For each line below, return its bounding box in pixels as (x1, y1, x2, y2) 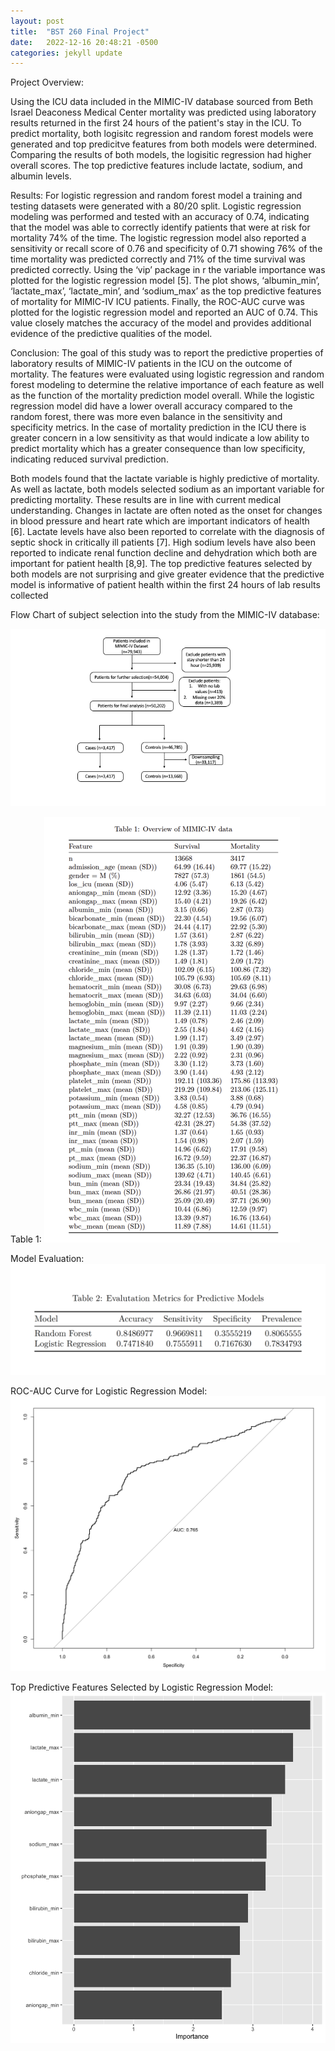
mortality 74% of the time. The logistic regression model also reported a (10, 232, 307, 244)
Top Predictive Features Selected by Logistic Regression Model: (10, 1681, 274, 1694)
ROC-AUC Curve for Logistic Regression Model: (10, 1385, 208, 1397)
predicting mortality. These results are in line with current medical (10, 494, 282, 506)
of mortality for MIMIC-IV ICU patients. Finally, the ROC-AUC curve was (10, 296, 305, 308)
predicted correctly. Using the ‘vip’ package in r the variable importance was (10, 264, 326, 276)
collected (10, 590, 49, 602)
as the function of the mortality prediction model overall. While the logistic (10, 390, 315, 402)
